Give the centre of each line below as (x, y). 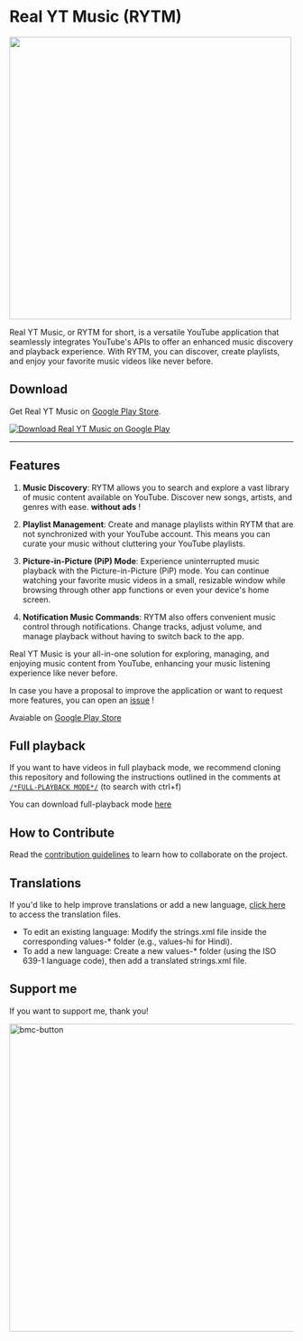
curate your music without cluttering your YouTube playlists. (134, 543)
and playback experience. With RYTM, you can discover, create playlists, (145, 351)
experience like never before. (64, 673)
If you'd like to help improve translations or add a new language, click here (147, 905)
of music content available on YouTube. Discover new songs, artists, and (157, 497)
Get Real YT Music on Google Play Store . (85, 411)
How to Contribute (62, 832)
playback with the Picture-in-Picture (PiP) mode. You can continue (146, 571)
